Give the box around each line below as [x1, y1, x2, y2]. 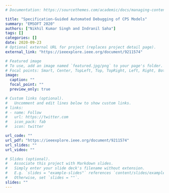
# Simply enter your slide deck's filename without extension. [5, 166, 145, 171]
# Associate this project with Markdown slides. [5, 161, 114, 166]
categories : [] [5, 35, 37, 40]
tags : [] [5, 31, 24, 36]
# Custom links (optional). [5, 95, 64, 101]
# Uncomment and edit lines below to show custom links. [5, 101, 132, 106]
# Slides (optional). [5, 156, 51, 162]
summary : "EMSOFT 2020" [5, 21, 55, 26]
